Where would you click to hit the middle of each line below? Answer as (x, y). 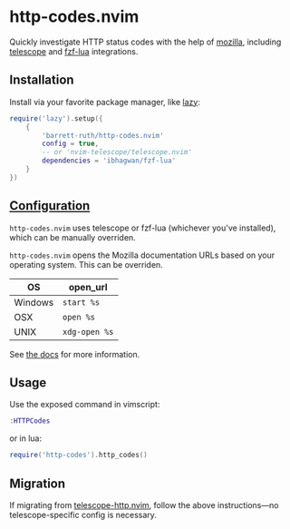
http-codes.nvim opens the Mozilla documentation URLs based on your (142, 255)
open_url (88, 287)
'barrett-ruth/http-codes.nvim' (103, 135)
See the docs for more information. (75, 354)
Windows (34, 302)
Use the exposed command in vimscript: (85, 405)
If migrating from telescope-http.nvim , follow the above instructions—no (144, 505)
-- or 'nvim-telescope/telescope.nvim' (117, 152)
